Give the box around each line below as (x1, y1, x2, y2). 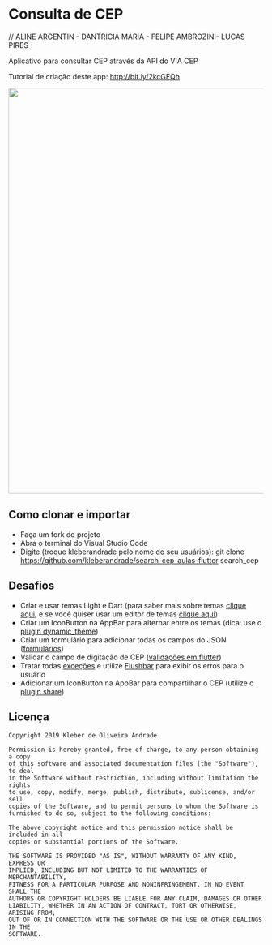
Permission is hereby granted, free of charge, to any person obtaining (8, 745, 259, 754)
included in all (8, 831, 63, 840)
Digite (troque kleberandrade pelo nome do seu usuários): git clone (19, 547, 244, 556)
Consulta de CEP (8, 5, 124, 24)
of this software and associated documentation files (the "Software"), (8, 760, 259, 768)
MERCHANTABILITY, (8, 874, 67, 882)
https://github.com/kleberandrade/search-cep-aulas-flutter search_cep (19, 555, 259, 565)
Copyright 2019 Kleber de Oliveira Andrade (8, 732, 158, 740)
